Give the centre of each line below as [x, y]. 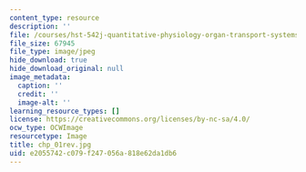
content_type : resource [55, 18]
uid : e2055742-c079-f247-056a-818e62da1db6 [93, 153]
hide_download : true [49, 60]
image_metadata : [40, 77]
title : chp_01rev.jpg [51, 145]
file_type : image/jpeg [52, 52]
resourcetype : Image [49, 137]
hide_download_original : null [67, 69]
